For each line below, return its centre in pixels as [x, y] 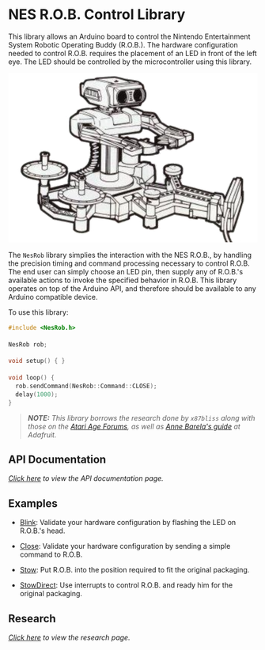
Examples [33, 503]
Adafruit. [42, 435]
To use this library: [38, 312]
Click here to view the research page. [69, 637]
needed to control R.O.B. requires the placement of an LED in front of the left [132, 53]
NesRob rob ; [28, 344]
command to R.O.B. [51, 554]
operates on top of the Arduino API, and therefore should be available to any [132, 288]
